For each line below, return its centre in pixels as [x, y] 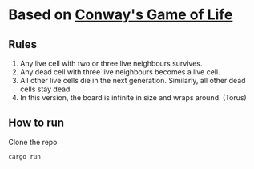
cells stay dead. [46, 89]
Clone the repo [33, 142]
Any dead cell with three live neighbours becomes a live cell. [120, 72]
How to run [36, 123]
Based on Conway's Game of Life [121, 15]
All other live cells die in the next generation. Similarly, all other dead [133, 80]
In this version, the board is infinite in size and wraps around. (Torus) [133, 97]
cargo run [25, 157]
